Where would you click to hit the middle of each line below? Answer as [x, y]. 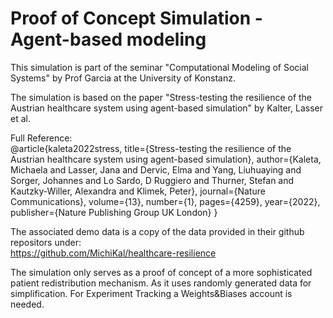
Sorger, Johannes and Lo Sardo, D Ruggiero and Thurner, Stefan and [152, 180]
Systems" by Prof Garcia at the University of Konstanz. [123, 78]
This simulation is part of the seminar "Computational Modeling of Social [159, 67]
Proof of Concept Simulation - [136, 18]
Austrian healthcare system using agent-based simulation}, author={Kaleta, [166, 159]
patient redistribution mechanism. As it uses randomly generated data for [161, 283]
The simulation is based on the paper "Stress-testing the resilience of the [161, 97]
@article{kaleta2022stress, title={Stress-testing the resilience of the [151, 148]
